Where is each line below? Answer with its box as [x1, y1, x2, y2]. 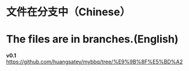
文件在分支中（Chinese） [6, 5, 131, 19]
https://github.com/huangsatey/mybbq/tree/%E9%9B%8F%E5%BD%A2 [6, 58, 183, 65]
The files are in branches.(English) [6, 33, 179, 46]
